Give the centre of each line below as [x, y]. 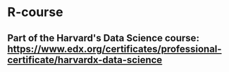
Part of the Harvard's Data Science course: [103, 38]
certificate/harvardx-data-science [85, 60]
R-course [35, 12]
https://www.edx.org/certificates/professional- [114, 49]
